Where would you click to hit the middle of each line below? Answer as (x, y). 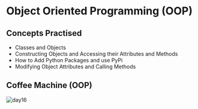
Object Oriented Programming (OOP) (100, 11)
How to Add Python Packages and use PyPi (69, 60)
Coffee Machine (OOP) (49, 85)
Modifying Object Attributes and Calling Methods (75, 66)
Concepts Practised (44, 33)
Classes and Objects (40, 47)
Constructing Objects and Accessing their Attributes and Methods (96, 54)
